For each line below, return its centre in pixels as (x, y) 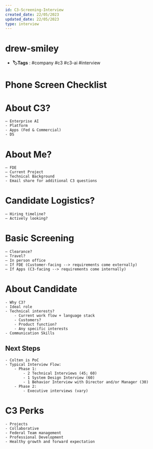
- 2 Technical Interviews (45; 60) (60, 373)
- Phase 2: (25, 386)
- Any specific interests (41, 329)
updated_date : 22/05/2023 (32, 19)
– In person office (25, 261)
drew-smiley (32, 49)
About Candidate (41, 289)
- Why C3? (15, 303)
